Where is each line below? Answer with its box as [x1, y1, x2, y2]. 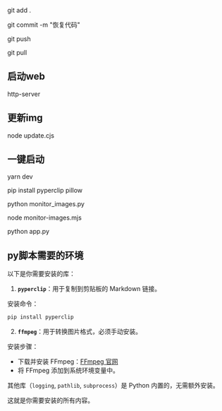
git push [7, 35, 32, 43]
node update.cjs [7, 131, 55, 140]
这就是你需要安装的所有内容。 [7, 396, 94, 405]
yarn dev [7, 172, 33, 181]
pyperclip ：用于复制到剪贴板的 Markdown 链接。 [17, 285, 161, 293]
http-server [7, 90, 41, 98]
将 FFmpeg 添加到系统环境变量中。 [17, 367, 120, 375]
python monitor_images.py [7, 200, 85, 208]
